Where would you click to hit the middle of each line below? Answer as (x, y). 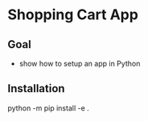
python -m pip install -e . (48, 108)
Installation (36, 89)
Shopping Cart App (73, 15)
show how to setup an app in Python (80, 63)
